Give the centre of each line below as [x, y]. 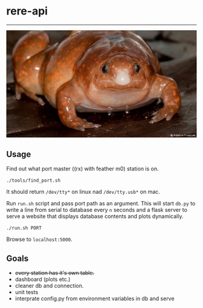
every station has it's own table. [55, 273]
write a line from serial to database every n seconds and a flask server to [97, 210]
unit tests [27, 292]
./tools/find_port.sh [34, 181]
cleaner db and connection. [49, 286]
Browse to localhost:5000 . [39, 239]
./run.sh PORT [24, 228]
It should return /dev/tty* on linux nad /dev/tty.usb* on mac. [83, 192]
